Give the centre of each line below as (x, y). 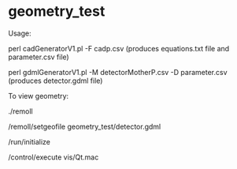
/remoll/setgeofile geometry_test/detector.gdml (85, 126)
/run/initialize (30, 141)
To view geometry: (39, 96)
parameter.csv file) (39, 57)
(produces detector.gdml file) (56, 81)
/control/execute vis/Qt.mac (54, 157)
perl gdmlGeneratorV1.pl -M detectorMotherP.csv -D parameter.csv (118, 72)
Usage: (20, 33)
